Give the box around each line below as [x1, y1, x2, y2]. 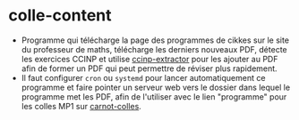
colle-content [8, 5, 113, 26]
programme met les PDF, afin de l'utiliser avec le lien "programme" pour [21, 91, 287, 102]
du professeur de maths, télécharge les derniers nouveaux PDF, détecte [21, 44, 287, 54]
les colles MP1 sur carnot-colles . [21, 100, 142, 111]
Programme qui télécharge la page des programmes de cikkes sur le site [21, 35, 290, 45]
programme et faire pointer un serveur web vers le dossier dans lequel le [21, 82, 291, 92]
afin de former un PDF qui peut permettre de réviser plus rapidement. [21, 63, 278, 74]
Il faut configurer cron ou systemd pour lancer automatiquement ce [21, 72, 266, 83]
